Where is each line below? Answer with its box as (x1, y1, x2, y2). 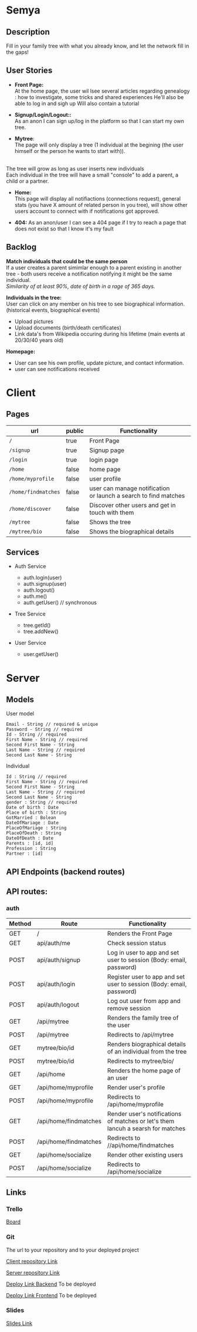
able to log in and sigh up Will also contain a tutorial (14, 100, 140, 107)
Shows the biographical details (89, 527, 174, 535)
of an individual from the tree (107, 1047, 187, 1055)
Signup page (89, 446, 125, 454)
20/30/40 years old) (14, 337, 64, 344)
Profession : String (6, 845, 57, 852)
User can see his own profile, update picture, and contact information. (14, 359, 184, 366)
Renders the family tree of (107, 1014, 179, 1022)
